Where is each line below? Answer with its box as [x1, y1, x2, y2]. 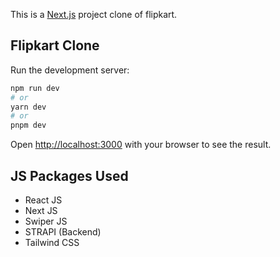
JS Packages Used [10, 167, 129, 184]
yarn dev [10, 102, 47, 112]
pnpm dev [10, 120, 47, 131]
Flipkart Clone [10, 37, 100, 54]
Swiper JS [24, 215, 68, 227]
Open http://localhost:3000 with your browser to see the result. [10, 139, 272, 151]
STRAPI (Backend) [24, 226, 102, 238]
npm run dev [10, 83, 60, 93]
